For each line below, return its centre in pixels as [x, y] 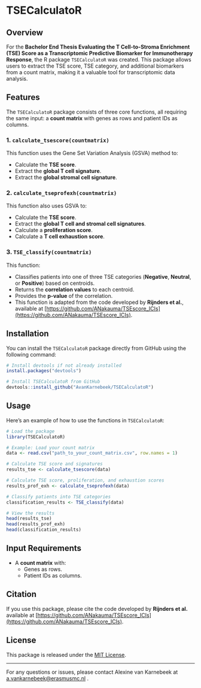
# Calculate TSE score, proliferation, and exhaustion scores [85, 480]
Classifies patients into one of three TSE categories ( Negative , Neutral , [103, 276]
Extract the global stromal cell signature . [66, 178]
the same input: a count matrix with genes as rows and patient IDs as [92, 118]
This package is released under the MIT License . [66, 654]
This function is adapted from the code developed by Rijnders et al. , [99, 302]
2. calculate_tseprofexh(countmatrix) [62, 193]
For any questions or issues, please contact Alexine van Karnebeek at [92, 672]
